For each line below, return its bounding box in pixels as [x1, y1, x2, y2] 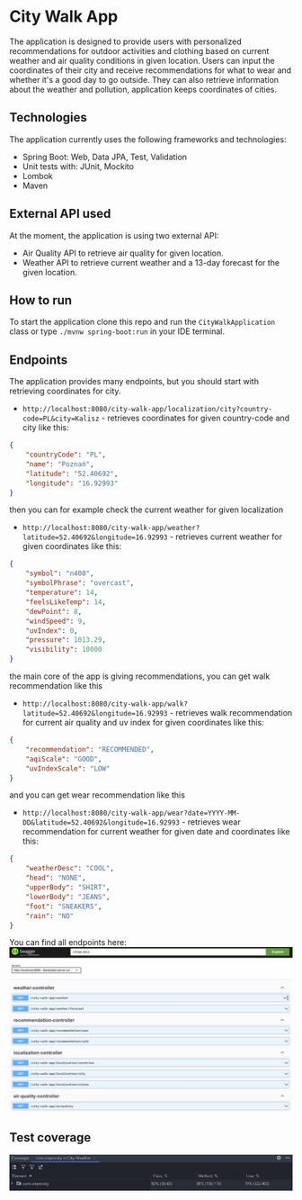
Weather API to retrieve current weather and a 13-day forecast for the [22, 257, 280, 267]
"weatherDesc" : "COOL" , [25, 864, 115, 873]
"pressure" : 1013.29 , [25, 636, 106, 645]
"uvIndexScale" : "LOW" [25, 763, 111, 773]
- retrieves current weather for [169, 531, 283, 542]
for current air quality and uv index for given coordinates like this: [22, 717, 265, 728]
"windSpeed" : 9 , [25, 617, 87, 626]
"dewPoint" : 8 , [25, 607, 83, 616]
